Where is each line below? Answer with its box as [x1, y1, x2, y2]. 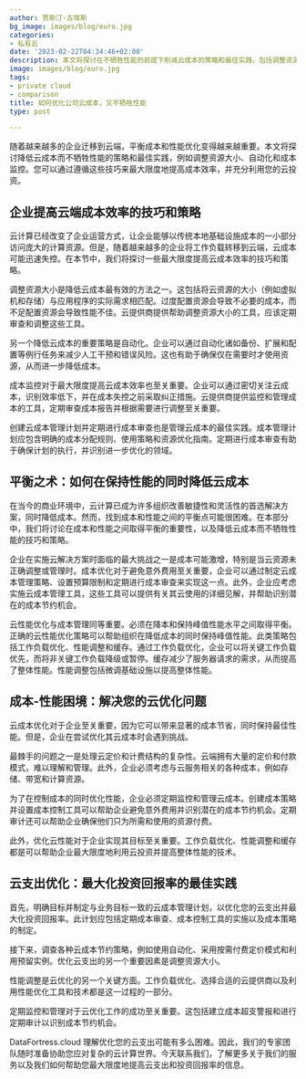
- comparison [9, 89, 59, 99]
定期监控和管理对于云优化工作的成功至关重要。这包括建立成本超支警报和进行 [9, 1005, 297, 1016]
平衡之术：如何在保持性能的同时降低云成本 [9, 474, 249, 489]
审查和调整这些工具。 [9, 319, 89, 330]
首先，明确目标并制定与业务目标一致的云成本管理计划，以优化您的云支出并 [9, 901, 289, 913]
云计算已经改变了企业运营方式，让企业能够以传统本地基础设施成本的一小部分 [9, 230, 297, 242]
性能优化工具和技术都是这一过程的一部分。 [16, 986, 178, 997]
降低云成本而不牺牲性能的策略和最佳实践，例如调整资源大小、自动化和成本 [16, 152, 297, 163]
